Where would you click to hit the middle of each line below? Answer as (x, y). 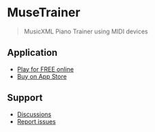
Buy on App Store (42, 76)
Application (32, 53)
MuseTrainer (44, 13)
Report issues (36, 121)
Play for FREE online (45, 69)
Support (25, 98)
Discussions (34, 114)
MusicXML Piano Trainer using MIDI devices (86, 31)
